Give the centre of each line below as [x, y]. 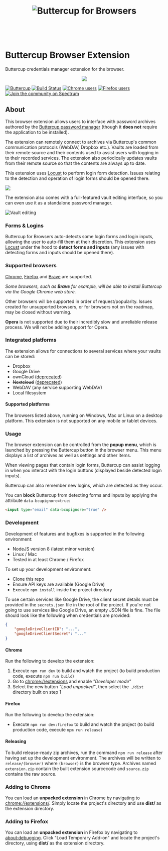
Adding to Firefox [27, 821]
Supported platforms [28, 404]
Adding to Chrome [28, 787]
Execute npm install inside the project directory [62, 589]
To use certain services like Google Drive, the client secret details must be [82, 599]
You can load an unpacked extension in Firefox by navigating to [71, 832]
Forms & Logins [25, 226]
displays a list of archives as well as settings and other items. [68, 455]
